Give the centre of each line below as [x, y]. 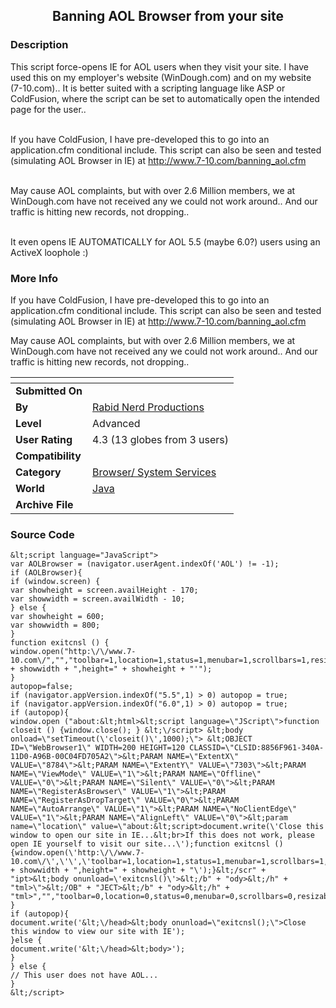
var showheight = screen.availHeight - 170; [104, 590]
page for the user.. [48, 109]
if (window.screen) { [55, 582]
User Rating [44, 439]
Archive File [44, 504]
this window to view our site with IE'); [98, 932]
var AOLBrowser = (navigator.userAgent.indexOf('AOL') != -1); [145, 564]
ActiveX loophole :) [49, 252]
